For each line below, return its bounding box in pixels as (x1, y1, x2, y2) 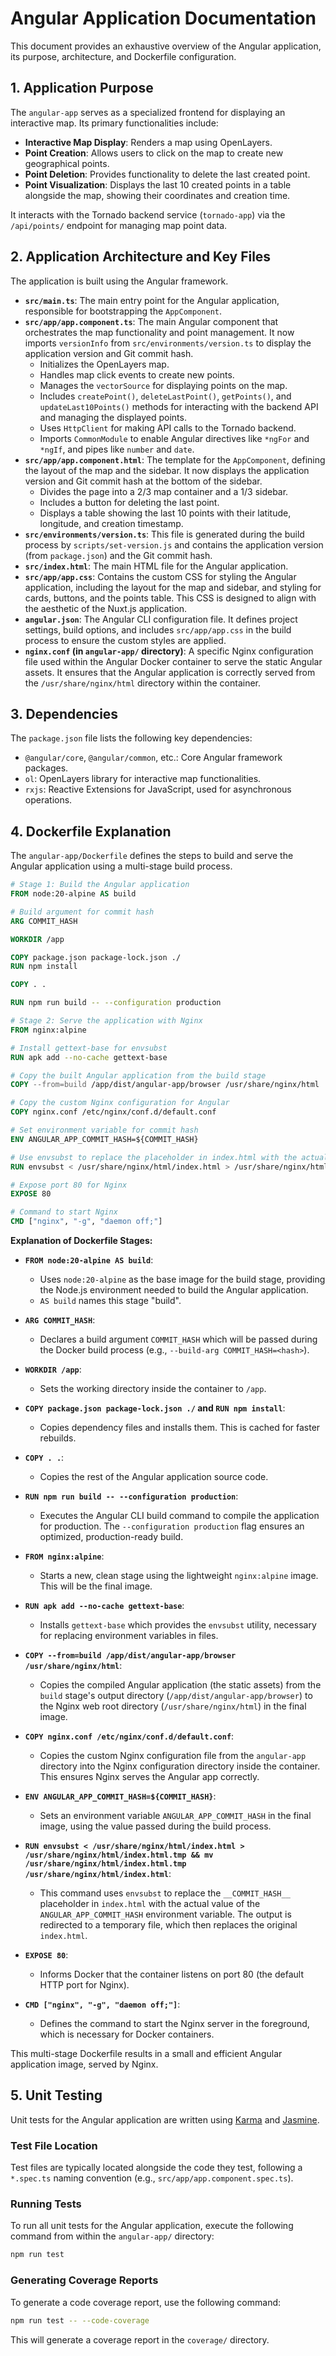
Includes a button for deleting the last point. (39, 496, 220, 508)
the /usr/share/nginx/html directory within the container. (24, 677, 262, 689)
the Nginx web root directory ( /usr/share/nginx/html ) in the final (39, 1700, 307, 1712)
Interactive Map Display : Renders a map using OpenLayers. (24, 136, 273, 148)
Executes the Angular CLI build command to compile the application (39, 1510, 320, 1522)
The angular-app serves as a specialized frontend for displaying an (10, 106, 286, 118)
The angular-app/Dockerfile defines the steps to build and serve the (10, 850, 294, 862)
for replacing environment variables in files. (39, 1630, 219, 1642)
